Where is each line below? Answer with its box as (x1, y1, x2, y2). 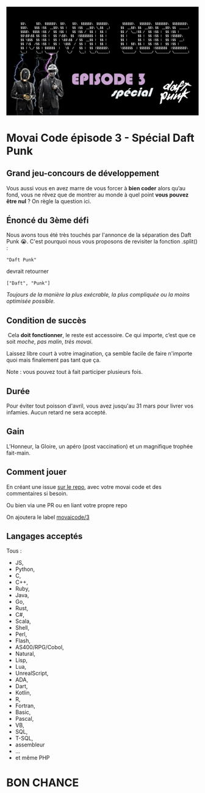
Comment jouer (6, 467, 67, 477)
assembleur (15, 741, 45, 748)
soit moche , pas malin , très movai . (6, 338, 93, 346)
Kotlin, (15, 689, 32, 696)
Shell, (15, 624, 30, 631)
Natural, (15, 650, 35, 658)
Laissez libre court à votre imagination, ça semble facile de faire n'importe (6, 350, 193, 357)
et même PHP (15, 754, 50, 762)
